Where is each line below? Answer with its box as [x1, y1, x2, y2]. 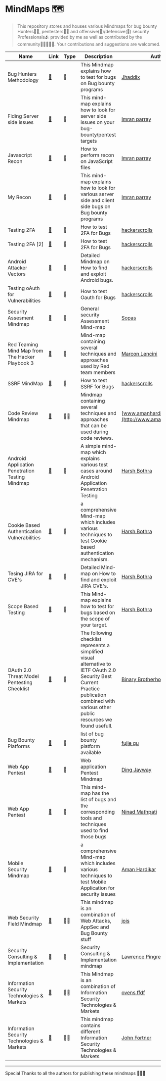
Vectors [7, 270, 26, 277]
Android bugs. [81, 276, 114, 283]
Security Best [81, 672, 112, 679]
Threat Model [7, 672, 39, 679]
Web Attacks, [81, 917, 112, 924]
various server [81, 191, 114, 198]
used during [81, 428, 109, 435]
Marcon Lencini [121, 350, 158, 357]
